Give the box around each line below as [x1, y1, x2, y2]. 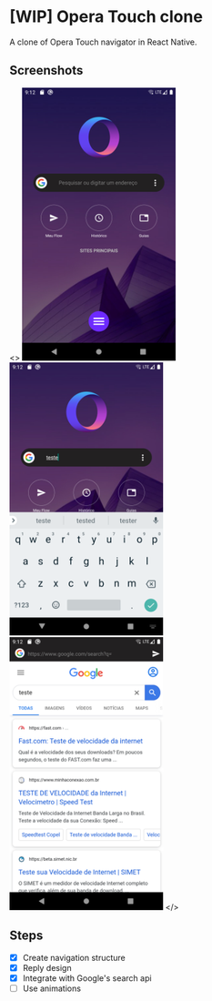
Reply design [22, 962, 72, 973]
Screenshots [9, 63, 84, 78]
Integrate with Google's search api [22, 972, 152, 984]
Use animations [22, 983, 82, 994]
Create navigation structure [22, 952, 126, 963]
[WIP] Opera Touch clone [9, 6, 203, 27]
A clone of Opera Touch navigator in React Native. [9, 36, 197, 47]
